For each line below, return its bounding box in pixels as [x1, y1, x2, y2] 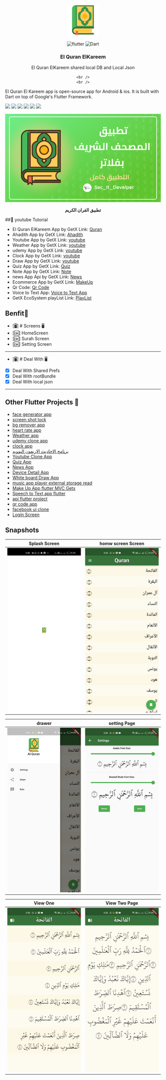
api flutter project [12, 496, 48, 502]
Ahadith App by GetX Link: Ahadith [12, 231, 83, 237]
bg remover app [12, 422, 45, 428]
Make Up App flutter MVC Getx [12, 485, 76, 491]
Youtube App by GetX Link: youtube [12, 236, 85, 242]
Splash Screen [29, 540, 60, 546]
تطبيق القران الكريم [65, 207, 101, 213]
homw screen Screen [99, 540, 145, 546]
